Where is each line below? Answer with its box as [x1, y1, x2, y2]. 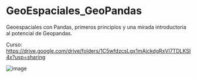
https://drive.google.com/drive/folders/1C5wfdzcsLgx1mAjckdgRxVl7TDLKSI [6, 47, 191, 54]
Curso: [6, 41, 22, 48]
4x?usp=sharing [6, 53, 46, 60]
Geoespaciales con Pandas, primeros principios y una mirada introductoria [6, 23, 186, 30]
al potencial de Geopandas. [6, 29, 72, 36]
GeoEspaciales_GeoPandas [6, 4, 142, 18]
